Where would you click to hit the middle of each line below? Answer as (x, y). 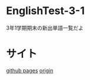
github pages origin (30, 70)
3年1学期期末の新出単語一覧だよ (45, 28)
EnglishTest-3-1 (46, 11)
